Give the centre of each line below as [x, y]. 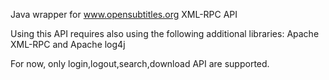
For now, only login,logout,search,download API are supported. [140, 63]
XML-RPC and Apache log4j [68, 44]
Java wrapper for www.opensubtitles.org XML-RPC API [124, 14]
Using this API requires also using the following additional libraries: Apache [165, 33]
